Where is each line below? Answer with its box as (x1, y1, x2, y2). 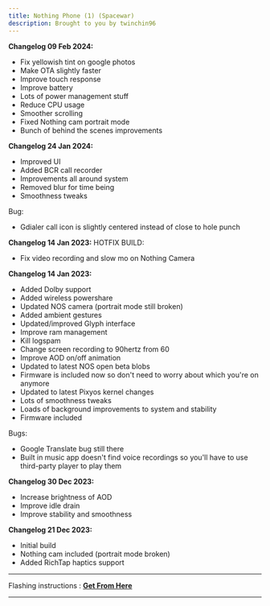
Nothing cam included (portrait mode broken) (19, 549, 170, 559)
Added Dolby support (19, 284, 92, 294)
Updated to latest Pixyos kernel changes (19, 387, 154, 397)
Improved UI (19, 156, 61, 166)
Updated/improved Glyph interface (19, 319, 136, 328)
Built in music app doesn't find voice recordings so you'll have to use (19, 452, 248, 462)
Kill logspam (19, 336, 62, 345)
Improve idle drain (19, 501, 80, 510)
